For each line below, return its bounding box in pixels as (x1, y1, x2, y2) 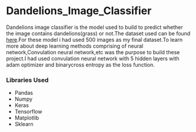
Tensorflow (14, 108, 42, 115)
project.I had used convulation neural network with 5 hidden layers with (6, 55, 180, 62)
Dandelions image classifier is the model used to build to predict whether (6, 24, 184, 31)
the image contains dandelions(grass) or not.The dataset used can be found (6, 29, 191, 37)
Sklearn (14, 121, 34, 128)
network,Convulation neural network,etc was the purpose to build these (6, 48, 180, 55)
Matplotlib (14, 114, 39, 121)
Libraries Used (6, 75, 49, 84)
